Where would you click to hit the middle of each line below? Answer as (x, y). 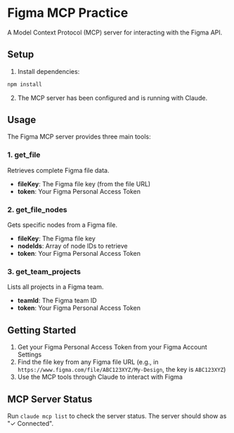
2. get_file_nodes (38, 209)
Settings (30, 355)
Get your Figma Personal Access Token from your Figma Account (112, 347)
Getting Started (42, 330)
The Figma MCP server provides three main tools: (79, 137)
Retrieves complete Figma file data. (58, 170)
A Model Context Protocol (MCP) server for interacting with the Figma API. (115, 32)
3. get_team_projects (44, 271)
